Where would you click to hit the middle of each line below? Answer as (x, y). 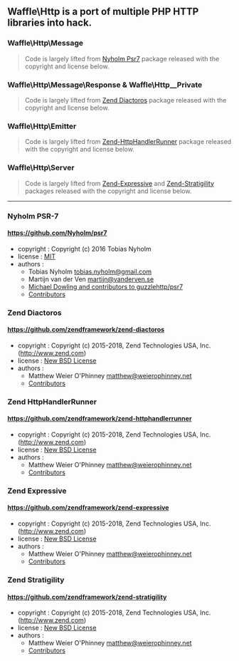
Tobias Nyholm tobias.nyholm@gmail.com (90, 271)
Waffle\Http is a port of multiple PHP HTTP (103, 12)
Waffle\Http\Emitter (42, 126)
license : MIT (36, 256)
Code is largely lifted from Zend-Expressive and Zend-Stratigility (119, 183)
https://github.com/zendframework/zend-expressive (88, 508)
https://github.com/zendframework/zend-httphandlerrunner (100, 419)
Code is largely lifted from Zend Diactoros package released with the (126, 100)
